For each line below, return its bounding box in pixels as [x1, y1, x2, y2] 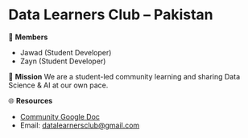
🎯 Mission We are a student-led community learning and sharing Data [8, 71, 240, 81]
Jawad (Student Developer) [19, 47, 112, 57]
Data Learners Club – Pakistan [8, 6, 213, 24]
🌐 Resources [8, 95, 53, 105]
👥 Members [8, 32, 48, 42]
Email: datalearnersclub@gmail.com [19, 120, 140, 130]
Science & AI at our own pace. [8, 80, 109, 90]
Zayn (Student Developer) [19, 56, 106, 66]
